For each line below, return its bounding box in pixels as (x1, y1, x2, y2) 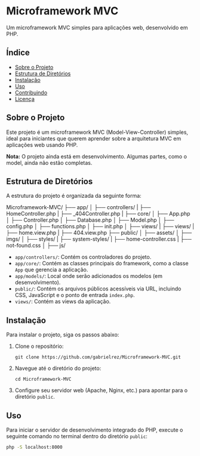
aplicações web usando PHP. (6, 141, 78, 148)
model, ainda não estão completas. (6, 159, 93, 166)
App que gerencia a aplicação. (14, 266, 88, 273)
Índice (6, 48, 30, 58)
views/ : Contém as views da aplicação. (14, 298, 111, 305)
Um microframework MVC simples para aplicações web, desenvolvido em (6, 24, 188, 31)
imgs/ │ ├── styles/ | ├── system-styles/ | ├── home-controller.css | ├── (6, 235, 192, 243)
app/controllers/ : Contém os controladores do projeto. (14, 253, 152, 261)
